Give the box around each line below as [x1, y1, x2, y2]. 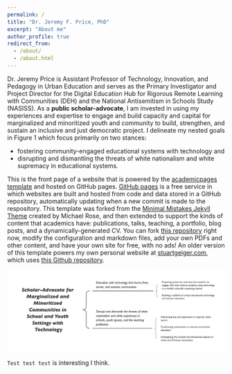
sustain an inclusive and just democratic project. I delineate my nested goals [7, 126, 225, 134]
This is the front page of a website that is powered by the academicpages [7, 175, 217, 183]
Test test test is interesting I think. [7, 359, 110, 367]
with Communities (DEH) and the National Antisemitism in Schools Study [7, 97, 214, 105]
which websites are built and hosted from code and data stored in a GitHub [7, 189, 222, 198]
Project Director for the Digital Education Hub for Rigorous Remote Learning [7, 89, 223, 97]
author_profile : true [7, 33, 70, 40]
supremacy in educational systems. [17, 161, 119, 169]
